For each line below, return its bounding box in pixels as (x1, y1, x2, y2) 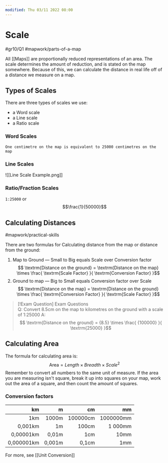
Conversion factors (5, 393, 54, 400)
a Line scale (12, 115, 38, 121)
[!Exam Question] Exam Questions (17, 301, 89, 307)
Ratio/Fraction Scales (5, 184, 59, 191)
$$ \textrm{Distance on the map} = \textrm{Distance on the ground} (17, 286, 159, 292)
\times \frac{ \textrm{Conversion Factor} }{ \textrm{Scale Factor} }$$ (17, 291, 160, 297)
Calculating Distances (5, 218, 76, 227)
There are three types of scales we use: (5, 99, 88, 106)
